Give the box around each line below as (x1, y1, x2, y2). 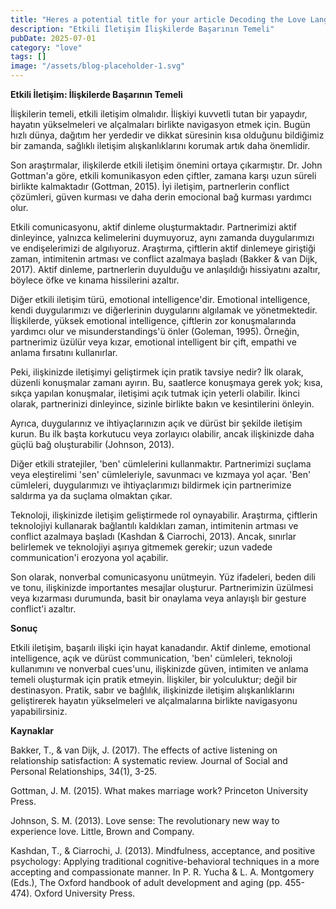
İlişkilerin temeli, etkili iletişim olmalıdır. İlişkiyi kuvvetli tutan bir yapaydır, (10, 108, 308, 120)
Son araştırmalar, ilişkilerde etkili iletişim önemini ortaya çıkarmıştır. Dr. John (10, 159, 323, 171)
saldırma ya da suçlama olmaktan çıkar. (10, 490, 173, 501)
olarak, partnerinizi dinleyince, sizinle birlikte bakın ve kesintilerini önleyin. (10, 398, 315, 410)
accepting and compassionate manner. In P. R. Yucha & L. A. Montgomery (10, 866, 315, 878)
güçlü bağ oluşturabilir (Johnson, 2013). (10, 439, 175, 450)
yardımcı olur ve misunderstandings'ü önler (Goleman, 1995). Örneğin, (10, 326, 300, 337)
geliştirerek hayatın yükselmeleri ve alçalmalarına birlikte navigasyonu (10, 695, 298, 706)
